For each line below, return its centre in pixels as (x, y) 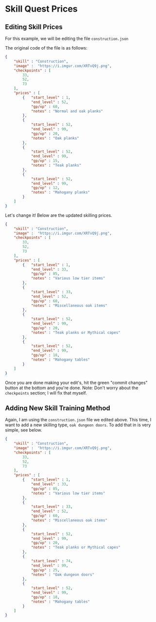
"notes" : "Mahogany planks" (61, 192)
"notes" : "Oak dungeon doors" (63, 574)
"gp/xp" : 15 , (45, 161)
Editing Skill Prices (34, 27)
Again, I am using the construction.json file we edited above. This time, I (78, 420)
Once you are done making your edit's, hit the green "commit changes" (76, 382)
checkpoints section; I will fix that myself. (46, 393)
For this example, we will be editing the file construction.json (67, 38)
